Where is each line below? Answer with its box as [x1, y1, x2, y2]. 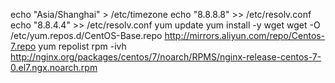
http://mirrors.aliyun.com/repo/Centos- [164, 30, 326, 41]
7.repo [10, 40, 37, 52]
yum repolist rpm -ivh [38, 40, 127, 52]
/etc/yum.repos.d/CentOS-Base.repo [10, 30, 163, 41]
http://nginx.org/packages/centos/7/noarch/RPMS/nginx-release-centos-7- [10, 51, 322, 63]
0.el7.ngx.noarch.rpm [10, 62, 98, 73]
